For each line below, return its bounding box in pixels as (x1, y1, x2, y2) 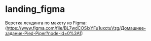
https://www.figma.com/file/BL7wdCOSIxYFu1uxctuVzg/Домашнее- (6, 25, 146, 31)
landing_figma (5, 3, 65, 15)
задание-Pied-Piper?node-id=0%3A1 (5, 30, 81, 36)
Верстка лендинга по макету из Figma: (5, 20, 87, 26)
